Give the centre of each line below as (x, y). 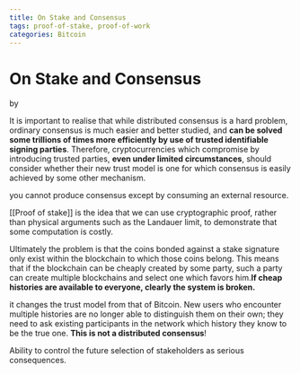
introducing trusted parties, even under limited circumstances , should (141, 159)
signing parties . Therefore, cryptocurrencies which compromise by (135, 150)
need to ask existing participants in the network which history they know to (148, 324)
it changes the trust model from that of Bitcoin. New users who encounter (146, 305)
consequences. (38, 361)
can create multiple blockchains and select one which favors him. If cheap (146, 278)
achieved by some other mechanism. (78, 178)
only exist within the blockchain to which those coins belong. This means (145, 259)
